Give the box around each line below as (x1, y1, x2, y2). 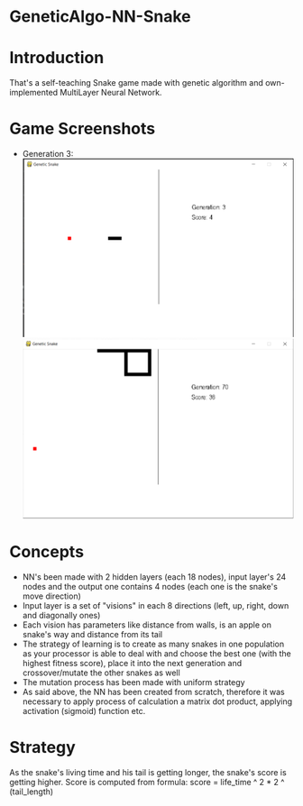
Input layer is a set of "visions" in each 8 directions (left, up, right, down (22, 600, 289, 610)
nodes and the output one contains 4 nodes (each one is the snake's (22, 581, 278, 591)
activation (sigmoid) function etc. (22, 705, 146, 716)
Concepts (9, 542, 84, 563)
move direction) (22, 591, 81, 601)
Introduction (9, 48, 105, 69)
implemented (9, 87, 59, 98)
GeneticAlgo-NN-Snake (9, 6, 191, 27)
